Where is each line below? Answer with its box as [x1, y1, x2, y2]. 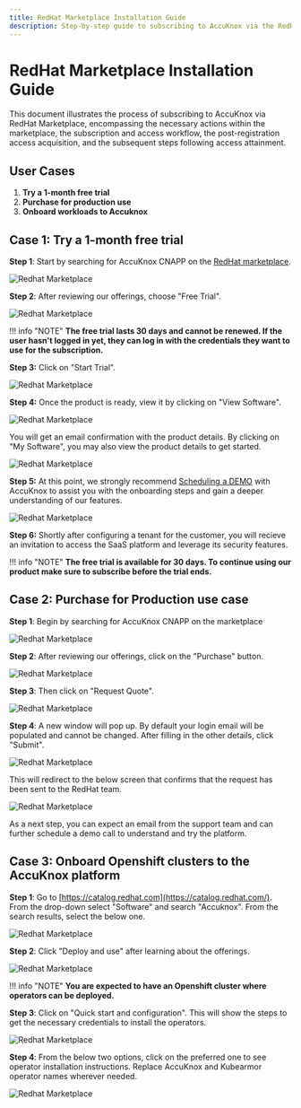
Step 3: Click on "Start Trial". [9, 362, 116, 373]
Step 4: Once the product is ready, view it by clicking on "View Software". [9, 397, 282, 408]
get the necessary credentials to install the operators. [9, 1016, 207, 1027]
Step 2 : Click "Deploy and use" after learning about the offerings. [9, 946, 250, 956]
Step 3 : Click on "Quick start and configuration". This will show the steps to [9, 1007, 288, 1018]
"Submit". [9, 739, 45, 750]
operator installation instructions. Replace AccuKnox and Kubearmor [9, 1060, 262, 1072]
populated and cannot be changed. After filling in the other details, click [9, 729, 274, 740]
